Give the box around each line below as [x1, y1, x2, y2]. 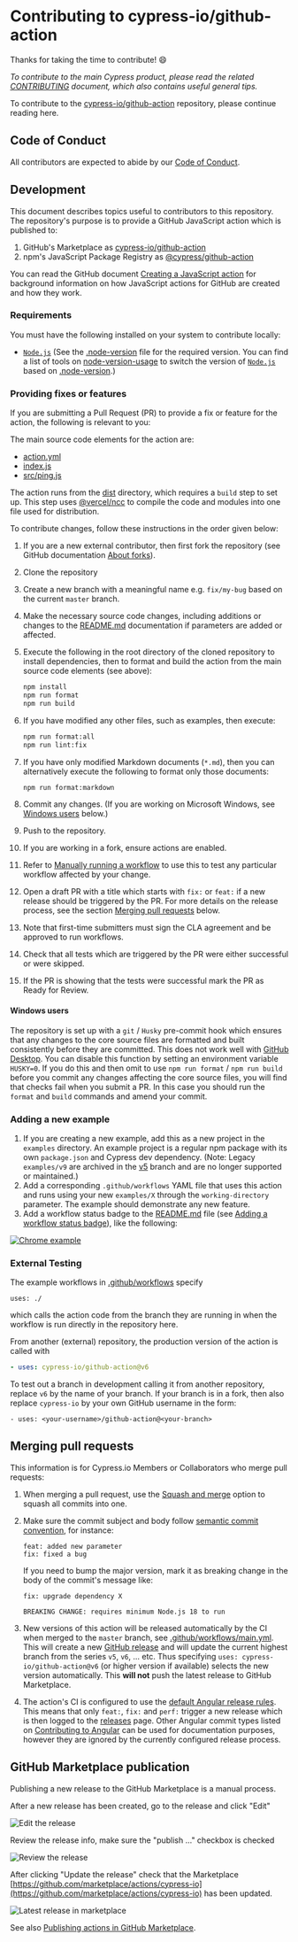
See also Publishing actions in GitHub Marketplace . [10, 1922, 196, 1932]
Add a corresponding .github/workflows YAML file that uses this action [22, 1180, 282, 1190]
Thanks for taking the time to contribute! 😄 [10, 54, 167, 65]
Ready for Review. [22, 985, 89, 995]
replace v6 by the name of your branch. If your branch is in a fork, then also [10, 1389, 285, 1399]
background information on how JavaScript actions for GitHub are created [10, 277, 280, 289]
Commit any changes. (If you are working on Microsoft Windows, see [22, 799, 276, 809]
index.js [22, 460, 52, 471]
